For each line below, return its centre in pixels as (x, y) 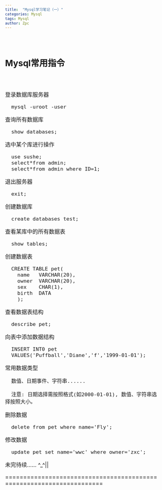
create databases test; (45, 219)
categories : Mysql (24, 14)
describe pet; (31, 324)
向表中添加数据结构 (30, 337)
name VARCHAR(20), (46, 275)
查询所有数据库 (24, 120)
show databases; (34, 132)
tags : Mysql (17, 19)
